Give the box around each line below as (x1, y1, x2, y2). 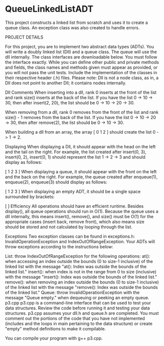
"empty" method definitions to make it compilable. (5, 326, 106, 331)
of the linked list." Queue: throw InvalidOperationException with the (5, 289, 140, 295)
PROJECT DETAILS (5, 34, 43, 40)
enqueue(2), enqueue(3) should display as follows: (5, 179, 107, 185)
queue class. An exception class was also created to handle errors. (5, 24, 140, 30)
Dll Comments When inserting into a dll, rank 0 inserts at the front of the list (5, 89, 157, 95)
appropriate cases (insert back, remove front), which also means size (5, 219, 145, 224)
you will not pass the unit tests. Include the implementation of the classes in (5, 69, 157, 75)
